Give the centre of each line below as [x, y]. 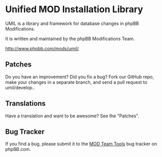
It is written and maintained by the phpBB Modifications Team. [70, 39]
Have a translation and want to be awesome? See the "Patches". [72, 116]
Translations [26, 103]
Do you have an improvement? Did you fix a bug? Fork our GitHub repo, [80, 77]
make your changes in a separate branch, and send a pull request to [76, 82]
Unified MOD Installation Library [74, 9]
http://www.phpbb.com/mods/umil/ [42, 48]
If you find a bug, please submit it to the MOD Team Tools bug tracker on [81, 144]
